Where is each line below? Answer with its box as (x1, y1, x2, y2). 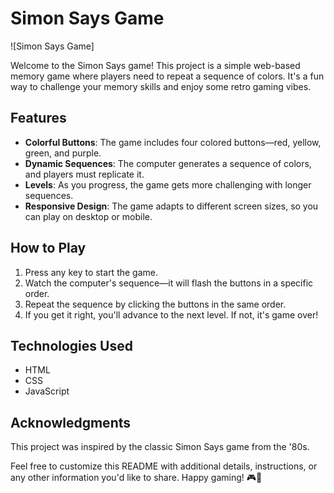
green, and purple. (24, 147, 102, 159)
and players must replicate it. (24, 168, 145, 180)
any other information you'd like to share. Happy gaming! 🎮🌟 (10, 472, 263, 484)
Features (10, 110, 67, 127)
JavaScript (24, 385, 70, 397)
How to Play (10, 240, 87, 257)
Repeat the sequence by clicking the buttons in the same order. (24, 298, 287, 310)
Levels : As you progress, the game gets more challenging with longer (24, 178, 312, 191)
